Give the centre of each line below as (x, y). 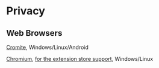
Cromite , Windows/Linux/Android (48, 47)
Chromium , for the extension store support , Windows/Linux (80, 59)
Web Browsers (34, 33)
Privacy (26, 11)
